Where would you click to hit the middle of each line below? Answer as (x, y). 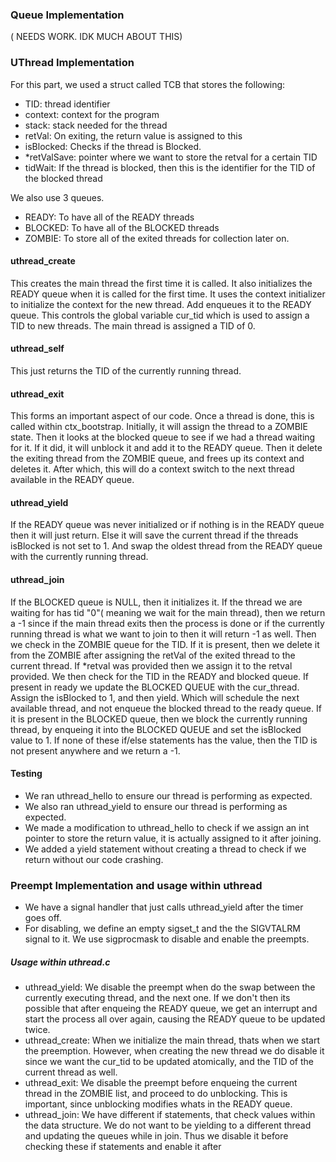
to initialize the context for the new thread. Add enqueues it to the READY (161, 304)
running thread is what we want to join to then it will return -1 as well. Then (163, 634)
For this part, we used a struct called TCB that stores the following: (148, 84)
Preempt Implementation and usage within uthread (136, 885)
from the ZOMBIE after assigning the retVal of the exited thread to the (153, 655)
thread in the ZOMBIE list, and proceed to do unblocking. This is (156, 1094)
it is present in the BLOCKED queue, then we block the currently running (159, 719)
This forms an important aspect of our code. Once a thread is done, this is (162, 416)
